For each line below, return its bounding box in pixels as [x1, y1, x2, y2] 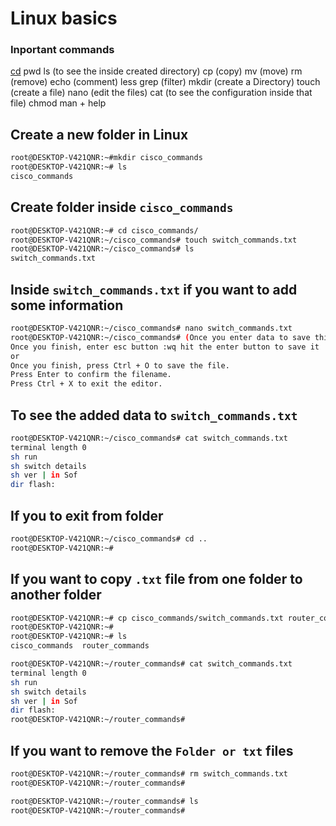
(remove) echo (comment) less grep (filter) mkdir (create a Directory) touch [10, 76, 321, 88]
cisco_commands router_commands [10, 641, 150, 651]
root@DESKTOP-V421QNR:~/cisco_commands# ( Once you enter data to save [10, 332, 311, 342]
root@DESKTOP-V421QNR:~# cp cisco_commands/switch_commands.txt [10, 613, 284, 623]
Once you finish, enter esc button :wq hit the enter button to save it [10, 342, 320, 352]
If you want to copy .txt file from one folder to [10, 571, 303, 588]
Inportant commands [10, 43, 115, 57]
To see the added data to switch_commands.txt [10, 407, 298, 424]
